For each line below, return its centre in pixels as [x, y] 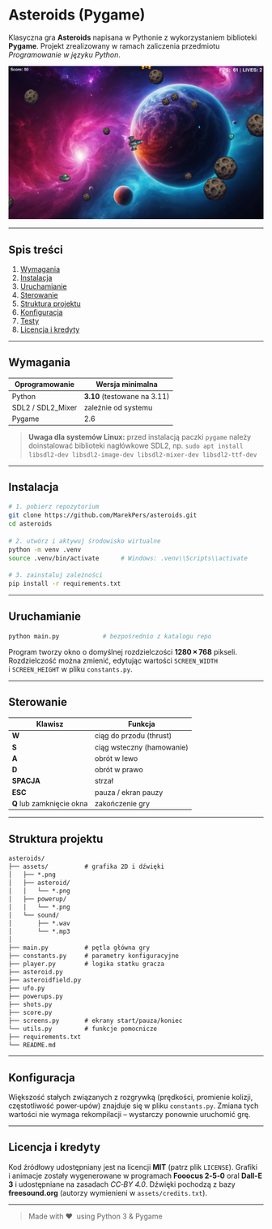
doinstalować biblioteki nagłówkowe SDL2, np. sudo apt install [136, 445]
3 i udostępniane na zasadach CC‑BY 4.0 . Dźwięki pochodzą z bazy [122, 1184]
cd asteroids [30, 524]
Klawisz [50, 724]
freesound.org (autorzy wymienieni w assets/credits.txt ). [108, 1192]
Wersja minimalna [127, 385]
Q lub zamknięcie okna [50, 803]
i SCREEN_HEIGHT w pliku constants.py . [70, 669]
